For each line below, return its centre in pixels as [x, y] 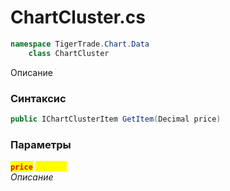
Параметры [41, 144]
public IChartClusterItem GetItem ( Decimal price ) [116, 119]
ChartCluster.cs [78, 17]
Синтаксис [38, 98]
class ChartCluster [69, 53]
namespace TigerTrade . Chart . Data [80, 44]
